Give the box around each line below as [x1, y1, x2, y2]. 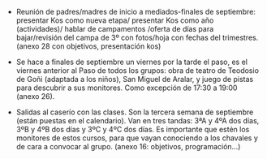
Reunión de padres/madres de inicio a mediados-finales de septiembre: [15, 7, 256, 16]
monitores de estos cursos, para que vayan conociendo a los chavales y [15, 133, 258, 143]
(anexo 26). [15, 92, 55, 101]
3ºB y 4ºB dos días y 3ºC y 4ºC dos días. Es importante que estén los [15, 125, 250, 134]
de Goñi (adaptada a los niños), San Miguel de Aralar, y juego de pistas [15, 75, 254, 84]
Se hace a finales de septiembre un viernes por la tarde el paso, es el [15, 57, 248, 67]
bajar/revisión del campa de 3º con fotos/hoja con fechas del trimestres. [15, 32, 259, 42]
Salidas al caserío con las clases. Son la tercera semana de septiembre [15, 107, 254, 117]
